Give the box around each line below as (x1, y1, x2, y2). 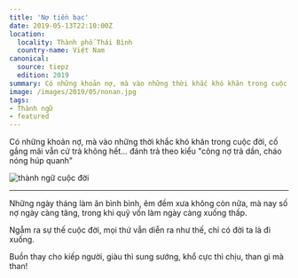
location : (9, 29, 46, 38)
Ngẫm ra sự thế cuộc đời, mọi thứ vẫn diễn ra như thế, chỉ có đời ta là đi (9, 225, 271, 235)
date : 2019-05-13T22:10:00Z (9, 21, 114, 30)
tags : (9, 95, 29, 105)
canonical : (9, 54, 50, 63)
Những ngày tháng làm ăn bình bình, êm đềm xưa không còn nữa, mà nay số (9, 198, 288, 209)
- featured (9, 112, 50, 121)
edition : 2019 (17, 71, 69, 80)
